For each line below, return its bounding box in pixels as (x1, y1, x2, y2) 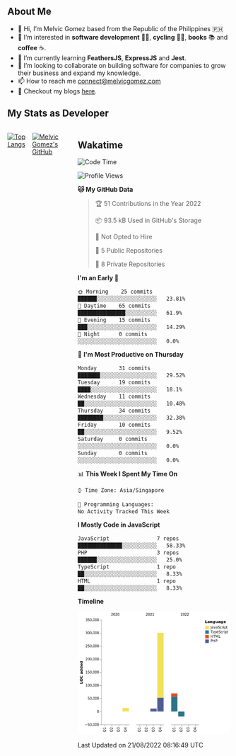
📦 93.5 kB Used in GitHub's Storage (95, 216, 202, 225)
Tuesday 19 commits (77, 379, 151, 386)
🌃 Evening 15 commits (77, 316, 151, 324)
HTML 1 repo (77, 578, 177, 585)
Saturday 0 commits (77, 435, 148, 443)
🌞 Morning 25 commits (77, 288, 153, 296)
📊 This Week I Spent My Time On (77, 470, 178, 479)
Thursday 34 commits (77, 407, 151, 415)
